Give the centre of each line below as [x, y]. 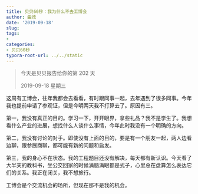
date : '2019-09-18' [30, 22]
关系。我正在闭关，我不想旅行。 [55, 172]
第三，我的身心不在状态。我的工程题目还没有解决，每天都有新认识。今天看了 [99, 157]
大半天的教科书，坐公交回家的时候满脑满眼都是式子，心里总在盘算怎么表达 [96, 165]
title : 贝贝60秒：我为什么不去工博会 [47, 11]
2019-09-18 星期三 [43, 86]
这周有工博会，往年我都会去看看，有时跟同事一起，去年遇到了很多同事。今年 [99, 98]
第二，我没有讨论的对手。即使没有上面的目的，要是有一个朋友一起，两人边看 [99, 138]
